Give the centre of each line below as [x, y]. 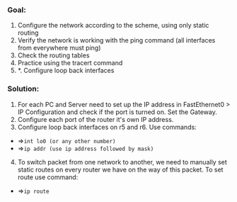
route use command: [48, 177]
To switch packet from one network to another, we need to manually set [122, 162]
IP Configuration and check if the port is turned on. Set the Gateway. [117, 112]
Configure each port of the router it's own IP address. [96, 119]
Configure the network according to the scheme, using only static [113, 26]
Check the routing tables [53, 55]
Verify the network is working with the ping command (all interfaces [116, 40]
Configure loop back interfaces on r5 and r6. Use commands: [107, 127]
